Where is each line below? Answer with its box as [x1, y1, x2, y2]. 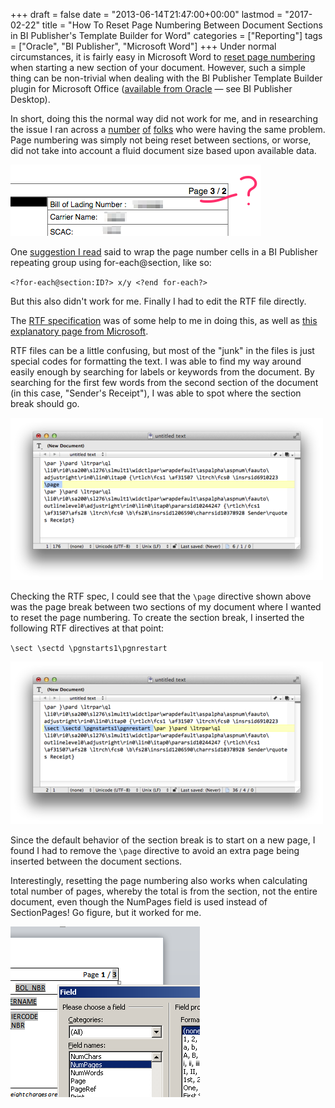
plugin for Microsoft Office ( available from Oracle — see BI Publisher [10, 83, 293, 94]
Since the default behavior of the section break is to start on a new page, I [10, 834, 316, 846]
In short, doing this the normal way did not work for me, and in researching [10, 113, 318, 124]
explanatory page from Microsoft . [10, 325, 149, 337]
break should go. [10, 398, 80, 409]
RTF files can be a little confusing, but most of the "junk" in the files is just [10, 345, 315, 356]
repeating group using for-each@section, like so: [10, 257, 212, 268]
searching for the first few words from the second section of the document [10, 377, 319, 388]
